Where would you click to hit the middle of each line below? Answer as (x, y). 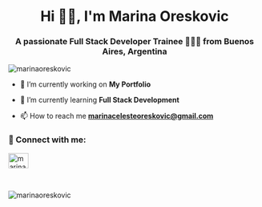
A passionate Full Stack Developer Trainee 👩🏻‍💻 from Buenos (135, 42)
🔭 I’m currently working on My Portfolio (85, 84)
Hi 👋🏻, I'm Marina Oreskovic (135, 16)
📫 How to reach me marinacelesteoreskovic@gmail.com (117, 116)
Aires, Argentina (135, 51)
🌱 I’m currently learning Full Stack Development (100, 100)
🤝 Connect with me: (47, 140)
